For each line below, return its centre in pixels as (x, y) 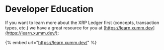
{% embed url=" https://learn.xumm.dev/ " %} (51, 42)
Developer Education (49, 9)
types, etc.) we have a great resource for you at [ (55, 27)
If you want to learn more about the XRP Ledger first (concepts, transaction (82, 23)
